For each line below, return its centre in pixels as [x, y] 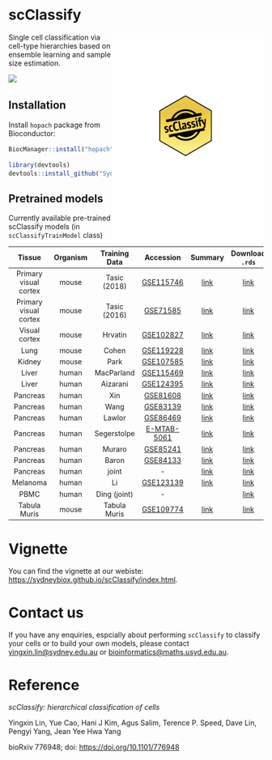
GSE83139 [163, 406]
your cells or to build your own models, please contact [99, 643]
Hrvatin [115, 334]
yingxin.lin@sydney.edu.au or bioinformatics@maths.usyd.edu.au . [119, 652]
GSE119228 [162, 350]
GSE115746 [162, 282]
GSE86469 [163, 418]
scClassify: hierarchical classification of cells [84, 707]
